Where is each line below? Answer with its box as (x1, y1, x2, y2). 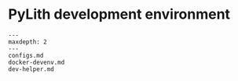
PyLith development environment (8, 5, 230, 23)
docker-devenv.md (8, 58, 65, 66)
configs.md (8, 51, 44, 59)
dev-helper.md (8, 65, 55, 73)
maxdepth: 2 (8, 37, 47, 46)
